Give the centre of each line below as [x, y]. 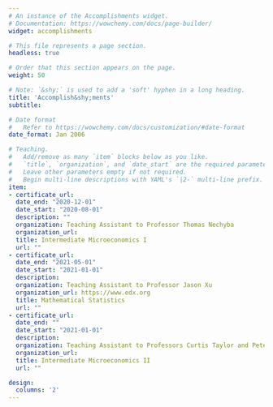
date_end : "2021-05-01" [56, 263]
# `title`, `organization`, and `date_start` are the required [121, 165]
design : [22, 383]
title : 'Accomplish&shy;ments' [61, 97]
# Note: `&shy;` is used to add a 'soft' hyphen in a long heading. [127, 90]
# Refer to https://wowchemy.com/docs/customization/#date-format [127, 127]
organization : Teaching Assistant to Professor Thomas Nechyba [125, 225]
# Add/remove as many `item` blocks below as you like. [108, 157]
